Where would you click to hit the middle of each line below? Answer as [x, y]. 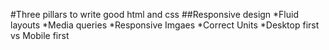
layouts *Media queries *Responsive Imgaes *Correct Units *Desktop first [165, 25]
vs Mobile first [40, 35]
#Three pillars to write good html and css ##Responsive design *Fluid [154, 14]
